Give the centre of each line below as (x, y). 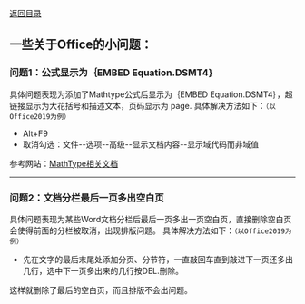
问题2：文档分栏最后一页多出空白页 (87, 198)
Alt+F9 (35, 133)
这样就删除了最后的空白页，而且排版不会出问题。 (101, 289)
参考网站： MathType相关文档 (64, 163)
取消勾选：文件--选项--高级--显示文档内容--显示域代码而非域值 (141, 144)
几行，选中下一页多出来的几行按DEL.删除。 (103, 270)
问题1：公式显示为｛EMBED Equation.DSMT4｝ (112, 73)
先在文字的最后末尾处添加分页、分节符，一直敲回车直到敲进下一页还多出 (157, 259)
